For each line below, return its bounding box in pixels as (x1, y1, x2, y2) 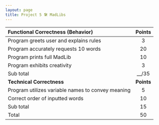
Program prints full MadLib (8, 53, 71, 60)
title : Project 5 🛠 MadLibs (5, 12, 66, 17)
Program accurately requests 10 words (8, 45, 101, 52)
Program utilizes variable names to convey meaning (8, 86, 131, 93)
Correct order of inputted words (8, 95, 84, 102)
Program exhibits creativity (8, 61, 72, 69)
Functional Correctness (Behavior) (8, 28, 93, 36)
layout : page (5, 7, 33, 13)
